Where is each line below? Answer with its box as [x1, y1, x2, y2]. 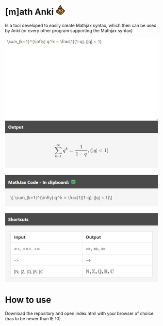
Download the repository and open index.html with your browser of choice [5, 310, 154, 316]
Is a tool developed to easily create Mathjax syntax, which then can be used [5, 22, 157, 28]
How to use [5, 294, 51, 306]
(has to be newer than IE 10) [5, 315, 61, 321]
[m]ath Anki [5, 6, 54, 18]
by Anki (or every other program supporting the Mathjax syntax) [5, 27, 133, 34]
